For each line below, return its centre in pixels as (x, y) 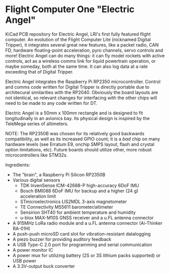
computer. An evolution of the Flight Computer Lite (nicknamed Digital (78, 40)
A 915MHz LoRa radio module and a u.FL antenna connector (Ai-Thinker (88, 223)
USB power (24, 261)
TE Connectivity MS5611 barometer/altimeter (67, 207)
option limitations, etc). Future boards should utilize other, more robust (78, 149)
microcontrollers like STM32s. (36, 155)
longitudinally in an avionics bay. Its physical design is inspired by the (78, 118)
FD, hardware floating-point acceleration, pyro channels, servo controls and (84, 50)
